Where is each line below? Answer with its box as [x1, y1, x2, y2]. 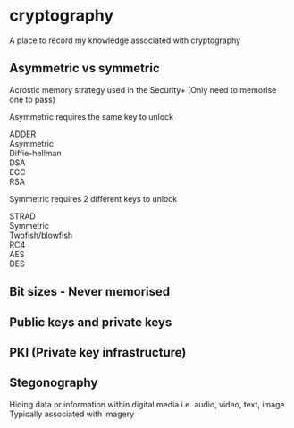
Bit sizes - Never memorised [9, 284, 171, 299]
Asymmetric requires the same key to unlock [9, 111, 174, 122]
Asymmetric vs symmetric [9, 61, 160, 76]
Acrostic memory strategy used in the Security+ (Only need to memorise [9, 84, 277, 95]
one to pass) [9, 94, 55, 105]
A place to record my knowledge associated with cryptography [9, 35, 241, 46]
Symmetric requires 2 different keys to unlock [9, 193, 178, 204]
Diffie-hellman [9, 147, 62, 158]
